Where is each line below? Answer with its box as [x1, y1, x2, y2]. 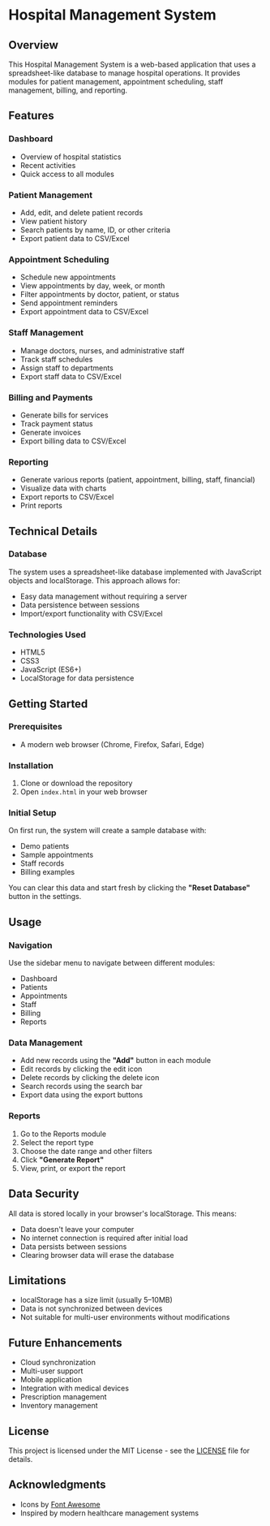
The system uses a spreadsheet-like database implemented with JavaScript [8, 567, 262, 577]
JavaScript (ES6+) [19, 664, 82, 675]
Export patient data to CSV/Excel [19, 233, 130, 243]
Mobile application [19, 1375, 83, 1385]
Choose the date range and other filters [19, 1146, 152, 1156]
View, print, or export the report [19, 1163, 126, 1173]
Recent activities [19, 160, 76, 170]
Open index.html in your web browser [19, 787, 148, 797]
